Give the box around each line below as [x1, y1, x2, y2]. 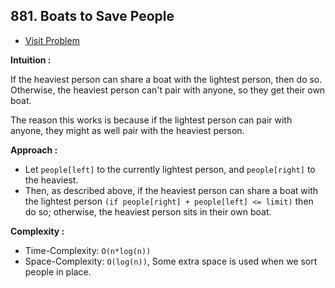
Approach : [10, 144, 58, 156]
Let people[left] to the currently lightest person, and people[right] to [24, 163, 316, 175]
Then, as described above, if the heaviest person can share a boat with [24, 184, 319, 196]
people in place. [24, 265, 92, 278]
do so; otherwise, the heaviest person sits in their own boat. [24, 205, 272, 218]
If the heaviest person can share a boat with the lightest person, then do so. [10, 73, 323, 85]
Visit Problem [24, 34, 80, 46]
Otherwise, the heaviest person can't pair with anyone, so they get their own [10, 84, 326, 96]
